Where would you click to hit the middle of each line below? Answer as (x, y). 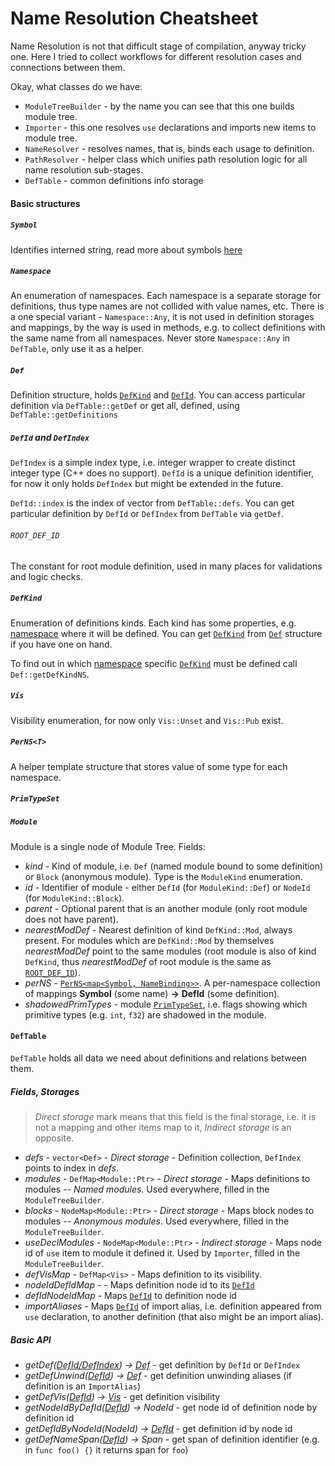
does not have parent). (71, 919)
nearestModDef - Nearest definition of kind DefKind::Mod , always (158, 929)
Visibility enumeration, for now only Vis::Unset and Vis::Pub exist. (147, 720)
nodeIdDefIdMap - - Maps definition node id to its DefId (139, 1285)
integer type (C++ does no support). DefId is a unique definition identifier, (162, 473)
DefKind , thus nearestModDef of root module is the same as (148, 961)
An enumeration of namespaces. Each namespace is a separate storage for (166, 296)
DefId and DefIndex (50, 438)
